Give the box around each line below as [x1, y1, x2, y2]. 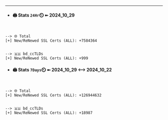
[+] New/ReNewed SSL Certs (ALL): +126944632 [5, 93, 101, 98]
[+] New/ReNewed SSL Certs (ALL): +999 [5, 56, 88, 61]
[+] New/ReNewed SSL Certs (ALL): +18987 [5, 110, 93, 115]
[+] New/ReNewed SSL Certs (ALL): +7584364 [5, 38, 97, 43]
